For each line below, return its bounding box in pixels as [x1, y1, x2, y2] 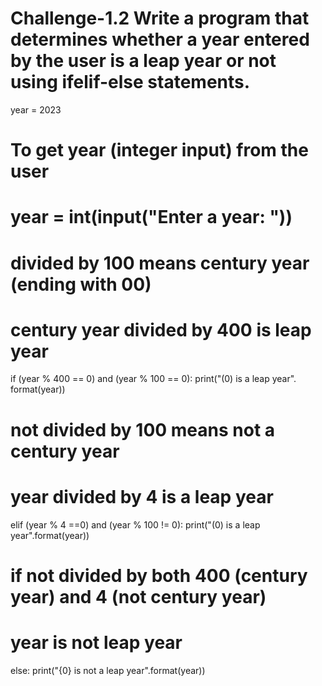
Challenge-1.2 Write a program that [10, 7, 310, 30]
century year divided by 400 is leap [10, 318, 312, 341]
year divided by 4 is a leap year [10, 485, 274, 508]
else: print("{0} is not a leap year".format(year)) [10, 664, 206, 676]
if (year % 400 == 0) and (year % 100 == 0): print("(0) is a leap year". [10, 373, 297, 385]
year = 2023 [10, 103, 62, 116]
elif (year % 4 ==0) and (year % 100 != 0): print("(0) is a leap [10, 518, 261, 531]
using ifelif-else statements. [10, 71, 251, 94]
